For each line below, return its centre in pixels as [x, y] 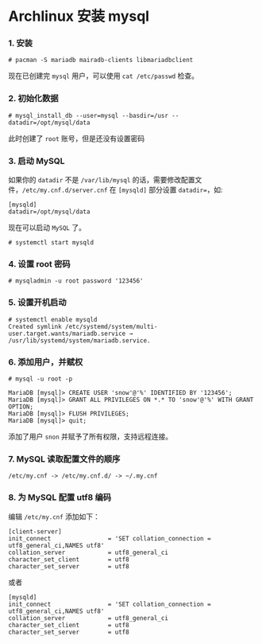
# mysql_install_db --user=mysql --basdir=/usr [89, 115]
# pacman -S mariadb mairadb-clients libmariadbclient [101, 60]
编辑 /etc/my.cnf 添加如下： [54, 516]
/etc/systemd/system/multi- [111, 326]
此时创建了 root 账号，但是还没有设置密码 [77, 138]
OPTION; [21, 407]
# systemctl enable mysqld [53, 319]
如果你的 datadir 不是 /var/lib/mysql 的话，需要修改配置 [102, 180]
